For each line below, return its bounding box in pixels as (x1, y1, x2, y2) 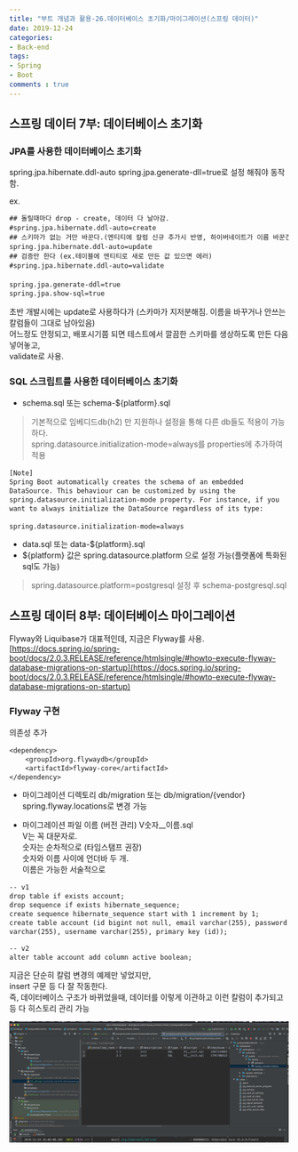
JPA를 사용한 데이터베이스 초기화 (9, 145, 142, 157)
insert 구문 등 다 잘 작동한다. (9, 980, 108, 991)
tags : (9, 52, 29, 61)
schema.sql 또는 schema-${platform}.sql (21, 397, 171, 408)
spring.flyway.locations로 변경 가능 (21, 801, 148, 811)
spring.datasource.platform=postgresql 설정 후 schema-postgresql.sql (30, 579, 287, 591)
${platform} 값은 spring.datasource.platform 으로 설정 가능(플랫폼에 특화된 (21, 550, 287, 560)
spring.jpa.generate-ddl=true (9, 280, 122, 289)
